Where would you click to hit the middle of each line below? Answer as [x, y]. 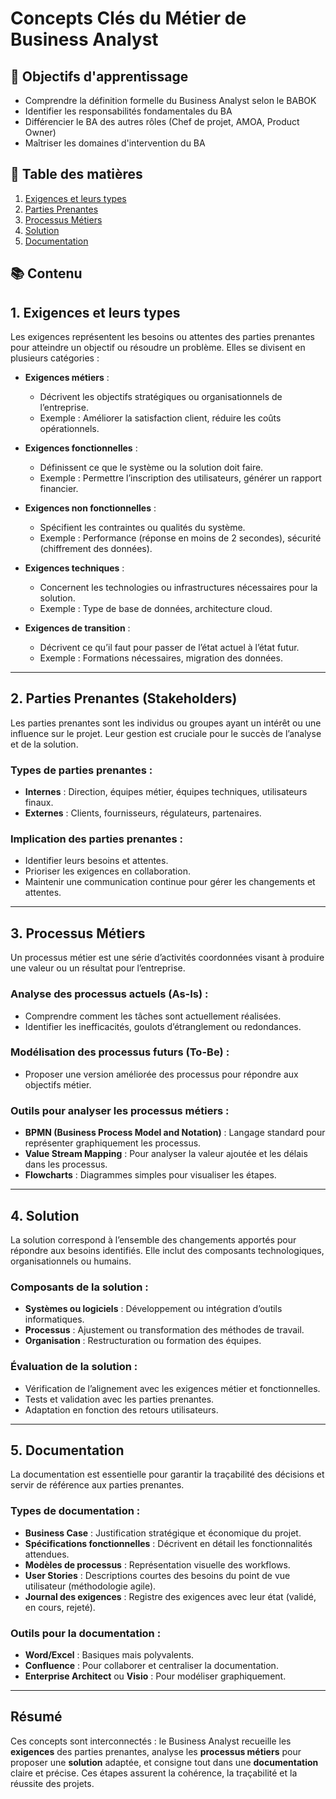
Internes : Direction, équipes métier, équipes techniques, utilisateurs [166, 792]
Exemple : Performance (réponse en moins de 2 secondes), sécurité [180, 538]
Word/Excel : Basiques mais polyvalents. [109, 1654]
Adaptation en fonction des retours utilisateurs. [121, 1409]
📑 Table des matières [76, 174]
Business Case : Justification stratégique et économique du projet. [163, 1533]
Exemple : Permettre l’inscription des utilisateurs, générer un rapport [180, 478]
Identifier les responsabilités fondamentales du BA [128, 111]
